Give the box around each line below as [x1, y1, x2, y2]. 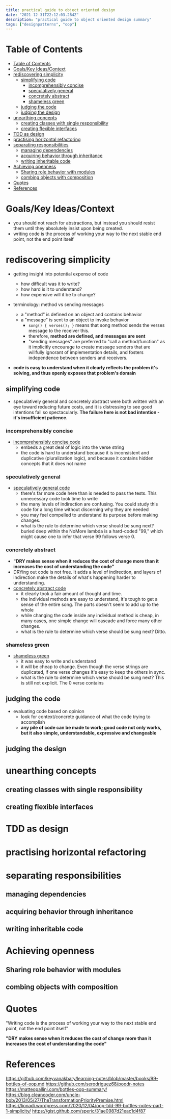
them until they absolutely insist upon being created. [13, 225, 124, 232]
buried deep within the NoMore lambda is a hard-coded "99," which [20, 528, 163, 535]
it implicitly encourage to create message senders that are [28, 344, 151, 350]
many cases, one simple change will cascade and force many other [20, 618, 162, 624]
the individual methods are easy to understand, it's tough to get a [20, 596, 158, 602]
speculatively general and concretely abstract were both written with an [13, 398, 164, 404]
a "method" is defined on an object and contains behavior [20, 312, 142, 318]
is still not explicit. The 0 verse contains [20, 680, 104, 686]
